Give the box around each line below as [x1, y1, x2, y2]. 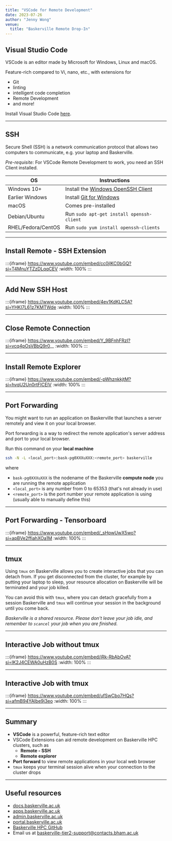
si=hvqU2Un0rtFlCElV [5, 382, 52, 387]
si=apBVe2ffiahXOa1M [5, 535, 53, 541]
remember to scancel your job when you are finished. [5, 620, 118, 627]
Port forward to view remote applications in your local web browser [12, 758, 156, 764]
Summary [5, 718, 37, 726]
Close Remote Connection [5, 324, 91, 333]
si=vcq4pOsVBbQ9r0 [5, 343, 50, 349]
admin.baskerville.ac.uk [12, 813, 63, 820]
